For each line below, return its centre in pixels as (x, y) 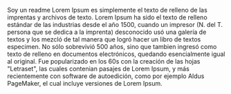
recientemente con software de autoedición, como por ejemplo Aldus (106, 76)
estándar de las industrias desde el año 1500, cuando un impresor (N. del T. (115, 25)
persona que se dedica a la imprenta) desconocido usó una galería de (107, 32)
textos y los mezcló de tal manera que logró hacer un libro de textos (104, 39)
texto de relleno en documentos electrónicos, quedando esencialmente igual (117, 54)
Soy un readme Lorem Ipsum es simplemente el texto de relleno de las (107, 10)
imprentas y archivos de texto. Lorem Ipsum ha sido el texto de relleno (107, 17)
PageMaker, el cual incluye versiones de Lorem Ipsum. (85, 83)
